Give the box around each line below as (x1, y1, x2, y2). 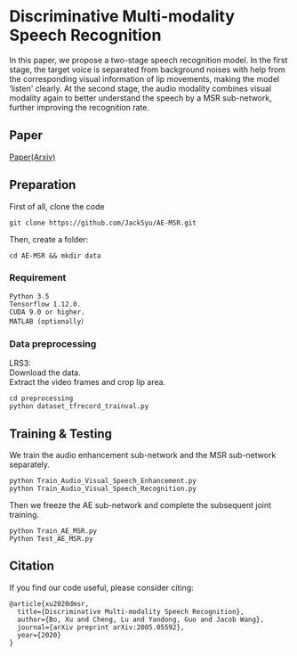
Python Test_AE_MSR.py (9, 534, 93, 543)
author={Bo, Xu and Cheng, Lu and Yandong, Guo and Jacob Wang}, (17, 615, 265, 624)
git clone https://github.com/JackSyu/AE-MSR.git (9, 218, 197, 227)
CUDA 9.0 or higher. (9, 307, 86, 316)
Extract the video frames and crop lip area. (9, 377, 166, 388)
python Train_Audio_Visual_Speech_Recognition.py (9, 484, 197, 493)
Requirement (9, 272, 67, 284)
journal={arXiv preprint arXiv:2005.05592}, (17, 622, 185, 632)
